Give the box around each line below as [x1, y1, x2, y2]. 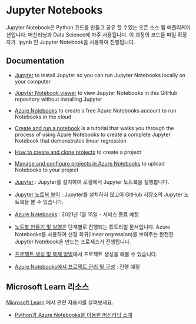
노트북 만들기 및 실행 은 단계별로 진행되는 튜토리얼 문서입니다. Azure [14, 223, 171, 230]
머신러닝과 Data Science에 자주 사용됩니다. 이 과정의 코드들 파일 [28, 31, 177, 38]
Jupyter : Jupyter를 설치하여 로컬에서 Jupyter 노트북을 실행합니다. [14, 178, 170, 186]
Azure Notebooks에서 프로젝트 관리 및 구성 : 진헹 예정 [14, 263, 140, 270]
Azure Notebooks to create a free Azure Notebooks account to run [14, 107, 177, 114]
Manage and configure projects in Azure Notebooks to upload [14, 160, 165, 167]
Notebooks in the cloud [14, 113, 72, 120]
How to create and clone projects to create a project [14, 148, 141, 156]
